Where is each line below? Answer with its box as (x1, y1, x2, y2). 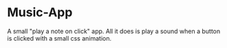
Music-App (7, 5, 73, 20)
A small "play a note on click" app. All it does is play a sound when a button (7, 27, 221, 35)
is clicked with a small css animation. (7, 34, 112, 42)
